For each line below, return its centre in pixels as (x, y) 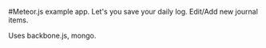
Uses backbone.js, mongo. (52, 36)
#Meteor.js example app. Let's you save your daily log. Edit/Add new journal (133, 12)
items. (18, 20)
